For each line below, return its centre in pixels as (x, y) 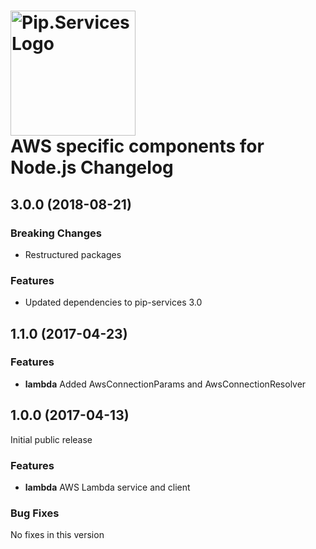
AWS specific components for (137, 146)
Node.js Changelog (92, 167)
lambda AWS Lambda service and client (107, 487)
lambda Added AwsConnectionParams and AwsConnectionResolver (165, 384)
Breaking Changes (56, 233)
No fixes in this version (57, 535)
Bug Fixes (35, 513)
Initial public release (51, 439)
